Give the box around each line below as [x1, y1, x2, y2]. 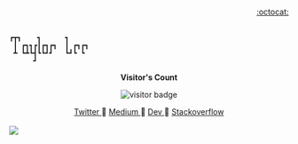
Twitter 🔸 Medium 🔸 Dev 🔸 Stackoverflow [74, 107, 224, 116]
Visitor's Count [120, 72, 178, 83]
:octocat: [256, 6, 289, 17]
